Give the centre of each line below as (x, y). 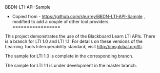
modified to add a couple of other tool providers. (61, 22)
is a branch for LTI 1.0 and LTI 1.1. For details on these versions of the (74, 41)
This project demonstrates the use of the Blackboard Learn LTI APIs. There (80, 36)
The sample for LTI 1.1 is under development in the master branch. (71, 65)
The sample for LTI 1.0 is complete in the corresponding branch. (69, 56)
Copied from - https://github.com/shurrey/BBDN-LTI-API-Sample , (79, 16)
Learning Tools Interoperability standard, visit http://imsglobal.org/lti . (74, 46)
